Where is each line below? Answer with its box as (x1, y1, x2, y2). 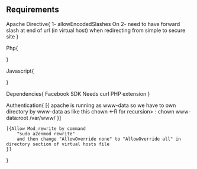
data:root (6, 114, 28, 121)
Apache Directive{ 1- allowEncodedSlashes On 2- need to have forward (6, 20, 180, 27)
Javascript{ (6, 67, 34, 74)
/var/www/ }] (29, 114, 62, 121)
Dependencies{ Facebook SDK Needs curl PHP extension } (6, 90, 150, 97)
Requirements (6, 5, 59, 15)
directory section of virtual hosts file (6, 141, 110, 147)
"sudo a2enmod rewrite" (17, 131, 76, 136)
